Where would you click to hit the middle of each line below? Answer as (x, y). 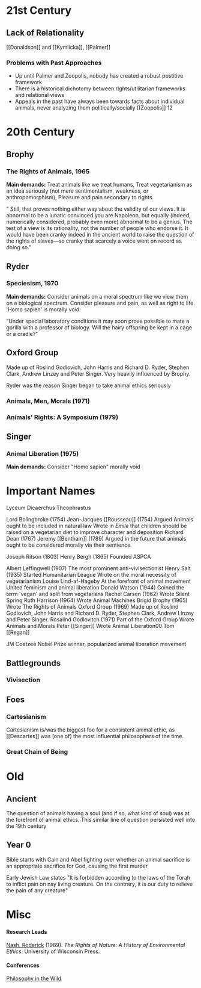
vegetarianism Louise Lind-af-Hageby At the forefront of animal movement (98, 581)
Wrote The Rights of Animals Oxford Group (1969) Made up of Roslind (92, 607)
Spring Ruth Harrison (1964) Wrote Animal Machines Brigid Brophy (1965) (97, 600)
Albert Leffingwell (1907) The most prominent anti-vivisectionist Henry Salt (98, 568)
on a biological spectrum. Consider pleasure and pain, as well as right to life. (100, 303)
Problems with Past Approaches (54, 63)
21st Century (39, 11)
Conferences (23, 965)
